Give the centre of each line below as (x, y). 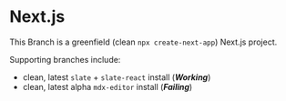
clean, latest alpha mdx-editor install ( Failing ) (107, 86)
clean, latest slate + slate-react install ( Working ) (117, 77)
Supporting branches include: (65, 59)
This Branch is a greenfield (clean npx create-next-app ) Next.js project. (143, 42)
